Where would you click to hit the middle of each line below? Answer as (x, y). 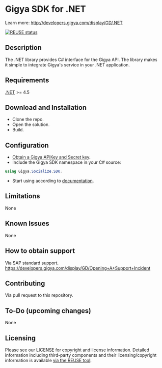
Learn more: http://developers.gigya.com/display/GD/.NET (64, 23)
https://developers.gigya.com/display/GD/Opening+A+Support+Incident (78, 268)
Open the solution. (31, 124)
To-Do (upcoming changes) (48, 311)
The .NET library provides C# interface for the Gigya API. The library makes (81, 60)
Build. (18, 130)
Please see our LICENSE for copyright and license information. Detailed (77, 350)
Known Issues (27, 224)
